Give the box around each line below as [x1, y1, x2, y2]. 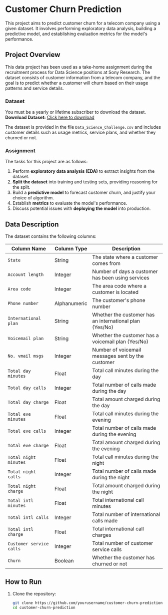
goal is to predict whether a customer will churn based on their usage [5, 80, 148, 86]
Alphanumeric [54, 300, 87, 307]
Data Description [5, 220, 59, 228]
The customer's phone [92, 297, 146, 304]
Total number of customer [92, 540, 153, 547]
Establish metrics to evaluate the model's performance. [12, 200, 127, 206]
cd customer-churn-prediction [12, 605, 76, 610]
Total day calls [7, 385, 46, 391]
